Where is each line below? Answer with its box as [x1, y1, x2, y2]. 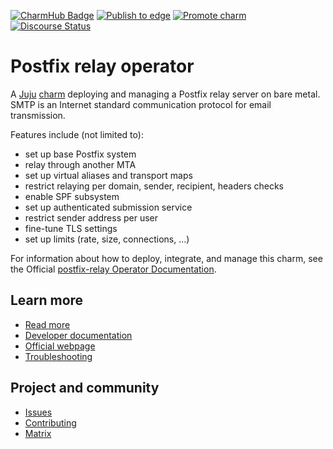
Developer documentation [24, 329, 133, 341]
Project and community [10, 380, 160, 397]
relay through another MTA [24, 158, 137, 170]
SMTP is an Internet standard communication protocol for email [10, 98, 272, 110]
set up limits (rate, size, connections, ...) [24, 233, 190, 245]
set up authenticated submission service [24, 201, 193, 213]
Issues [24, 406, 53, 418]
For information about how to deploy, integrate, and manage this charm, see [10, 252, 323, 264]
